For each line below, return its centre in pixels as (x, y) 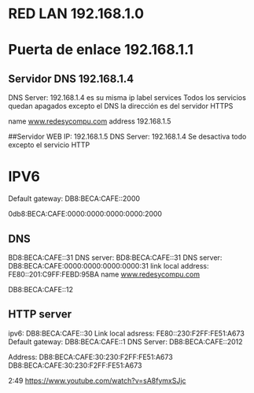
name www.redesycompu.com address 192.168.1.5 (90, 121)
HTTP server (40, 315)
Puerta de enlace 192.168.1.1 (101, 50)
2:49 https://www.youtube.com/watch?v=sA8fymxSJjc (97, 380)
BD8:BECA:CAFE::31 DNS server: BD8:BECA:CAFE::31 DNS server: (115, 258)
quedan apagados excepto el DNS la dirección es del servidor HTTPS (121, 106)
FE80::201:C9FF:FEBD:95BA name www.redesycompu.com (104, 274)
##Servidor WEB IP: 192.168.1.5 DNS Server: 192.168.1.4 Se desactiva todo (127, 137)
